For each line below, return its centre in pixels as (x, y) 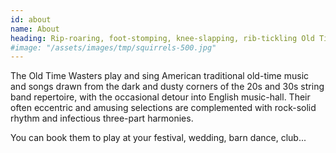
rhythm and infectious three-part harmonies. (102, 118)
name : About (35, 29)
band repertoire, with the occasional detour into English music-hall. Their (160, 97)
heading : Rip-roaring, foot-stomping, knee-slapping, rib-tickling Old (162, 38)
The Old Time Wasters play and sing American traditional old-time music (160, 76)
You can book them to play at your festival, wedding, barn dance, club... (158, 138)
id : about (31, 19)
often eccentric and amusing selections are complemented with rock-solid (163, 108)
